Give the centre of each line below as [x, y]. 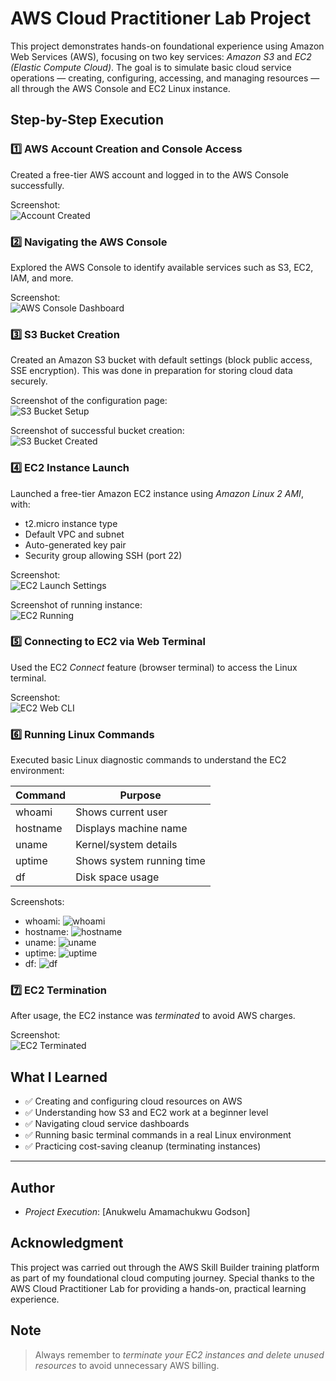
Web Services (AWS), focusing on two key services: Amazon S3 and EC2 [161, 56]
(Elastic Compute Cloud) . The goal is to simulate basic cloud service [151, 67]
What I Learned [59, 1077]
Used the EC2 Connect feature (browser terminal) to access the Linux [154, 667]
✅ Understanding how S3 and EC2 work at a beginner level [146, 1113]
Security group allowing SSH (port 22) [103, 555]
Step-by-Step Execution [87, 120]
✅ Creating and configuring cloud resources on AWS [133, 1101]
